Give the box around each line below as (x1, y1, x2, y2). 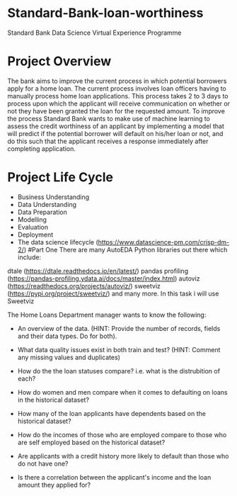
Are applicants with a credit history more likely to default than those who (17, 451, 229, 460)
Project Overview (7, 53, 112, 69)
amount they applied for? (17, 480, 91, 489)
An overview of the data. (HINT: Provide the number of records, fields (17, 324, 221, 332)
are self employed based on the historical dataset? (17, 438, 166, 446)
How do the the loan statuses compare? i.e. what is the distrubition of (17, 366, 221, 375)
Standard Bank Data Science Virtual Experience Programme (7, 28, 182, 37)
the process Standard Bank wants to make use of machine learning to (7, 114, 211, 123)
